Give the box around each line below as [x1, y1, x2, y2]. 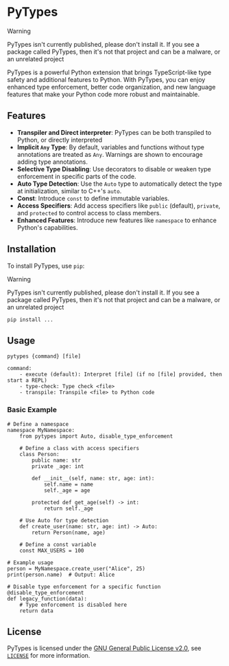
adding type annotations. [16, 158, 88, 166]
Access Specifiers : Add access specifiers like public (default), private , [16, 201, 221, 210]
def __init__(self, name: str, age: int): [32, 475, 155, 482]
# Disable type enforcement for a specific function [7, 583, 161, 590]
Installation [7, 244, 56, 255]
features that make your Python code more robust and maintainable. [7, 90, 200, 98]
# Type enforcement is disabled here [19, 601, 128, 608]
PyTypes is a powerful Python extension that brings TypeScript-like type [7, 68, 212, 76]
